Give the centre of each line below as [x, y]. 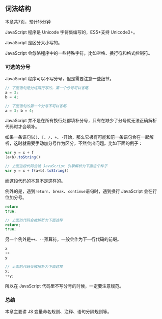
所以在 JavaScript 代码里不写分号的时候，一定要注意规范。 [65, 286]
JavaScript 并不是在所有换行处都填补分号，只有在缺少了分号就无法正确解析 [81, 121]
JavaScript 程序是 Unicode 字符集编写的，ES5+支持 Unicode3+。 [71, 32]
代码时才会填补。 [22, 127]
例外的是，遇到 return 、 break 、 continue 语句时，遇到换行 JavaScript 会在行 [81, 191]
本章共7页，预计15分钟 [28, 22]
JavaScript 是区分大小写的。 [34, 42]
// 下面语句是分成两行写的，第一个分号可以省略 [47, 88]
